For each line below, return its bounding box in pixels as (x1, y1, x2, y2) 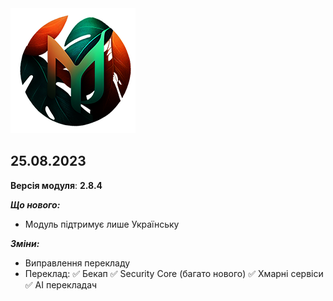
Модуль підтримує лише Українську (24, 218, 180, 230)
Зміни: (10, 237, 40, 249)
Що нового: (10, 198, 61, 211)
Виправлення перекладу (24, 257, 131, 269)
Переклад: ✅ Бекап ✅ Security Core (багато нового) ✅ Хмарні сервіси (24, 267, 324, 279)
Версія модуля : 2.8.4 (10, 179, 103, 191)
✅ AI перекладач (24, 278, 98, 291)
